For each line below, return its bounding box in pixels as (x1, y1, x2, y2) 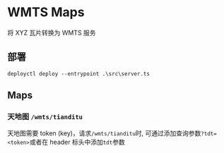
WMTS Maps (7, 4, 85, 20)
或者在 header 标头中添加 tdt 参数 (29, 138, 125, 147)
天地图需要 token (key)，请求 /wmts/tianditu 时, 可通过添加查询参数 (7, 129, 201, 137)
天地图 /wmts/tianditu (7, 112, 83, 122)
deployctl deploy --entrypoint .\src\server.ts (7, 70, 151, 78)
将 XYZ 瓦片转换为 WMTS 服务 (7, 28, 97, 37)
